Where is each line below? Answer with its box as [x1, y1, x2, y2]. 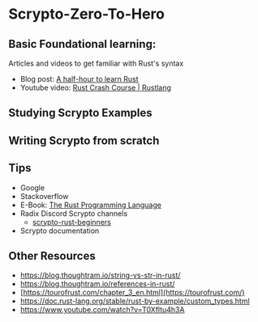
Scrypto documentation [19, 226, 100, 235]
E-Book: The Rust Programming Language [19, 200, 162, 210]
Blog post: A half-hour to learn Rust [19, 74, 139, 83]
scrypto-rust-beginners [32, 217, 111, 227]
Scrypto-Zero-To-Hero [8, 5, 165, 23]
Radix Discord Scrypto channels [19, 208, 128, 218]
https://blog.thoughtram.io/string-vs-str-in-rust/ [19, 270, 181, 280]
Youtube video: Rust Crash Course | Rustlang [19, 83, 172, 92]
